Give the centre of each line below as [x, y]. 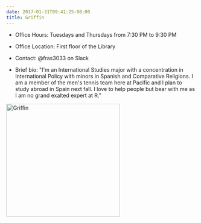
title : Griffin [25, 17]
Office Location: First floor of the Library [65, 46]
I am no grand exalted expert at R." [58, 95]
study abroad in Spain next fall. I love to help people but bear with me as [105, 89]
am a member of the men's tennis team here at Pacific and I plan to [98, 83]
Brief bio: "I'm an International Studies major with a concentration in [99, 69]
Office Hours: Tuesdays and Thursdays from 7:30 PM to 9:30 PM [96, 34]
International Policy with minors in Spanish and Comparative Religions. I [104, 76]
